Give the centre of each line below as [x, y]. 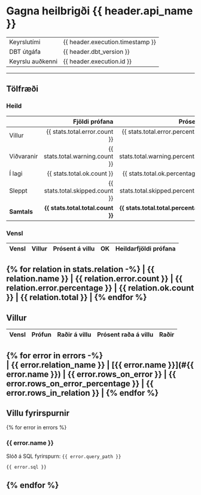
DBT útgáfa [25, 51]
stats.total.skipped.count [79, 191]
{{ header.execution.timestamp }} [110, 42]
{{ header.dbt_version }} [96, 51]
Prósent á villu [74, 248]
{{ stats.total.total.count [79, 207]
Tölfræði [22, 89]
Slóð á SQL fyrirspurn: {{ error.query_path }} [64, 456]
